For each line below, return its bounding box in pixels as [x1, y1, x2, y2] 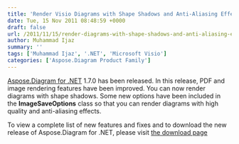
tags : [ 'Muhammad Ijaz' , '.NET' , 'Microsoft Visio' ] [7, 51, 167, 58]
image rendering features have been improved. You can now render [7, 83, 206, 93]
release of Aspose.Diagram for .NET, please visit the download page [7, 128, 208, 136]
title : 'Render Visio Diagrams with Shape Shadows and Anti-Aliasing [7, 10, 218, 18]
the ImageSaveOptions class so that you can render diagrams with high [7, 99, 219, 108]
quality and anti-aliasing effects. [7, 106, 102, 115]
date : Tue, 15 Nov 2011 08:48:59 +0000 [7, 17, 126, 24]
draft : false [7, 24, 46, 31]
